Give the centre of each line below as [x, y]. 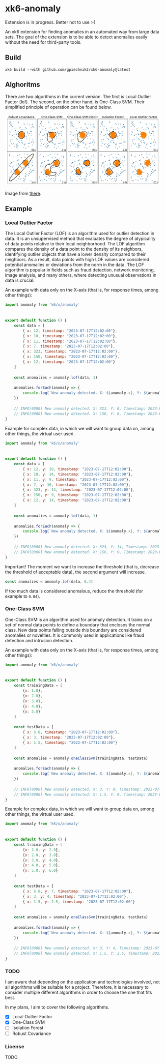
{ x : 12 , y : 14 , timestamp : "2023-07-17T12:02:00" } [77, 500]
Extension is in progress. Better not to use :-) [50, 22]
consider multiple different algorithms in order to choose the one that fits [79, 992]
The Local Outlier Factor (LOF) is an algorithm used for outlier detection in [80, 234]
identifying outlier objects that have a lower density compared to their [75, 254]
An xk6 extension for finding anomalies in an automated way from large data [82, 31]
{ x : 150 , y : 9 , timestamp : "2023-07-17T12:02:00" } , [78, 495]
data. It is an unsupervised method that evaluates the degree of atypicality [80, 238]
